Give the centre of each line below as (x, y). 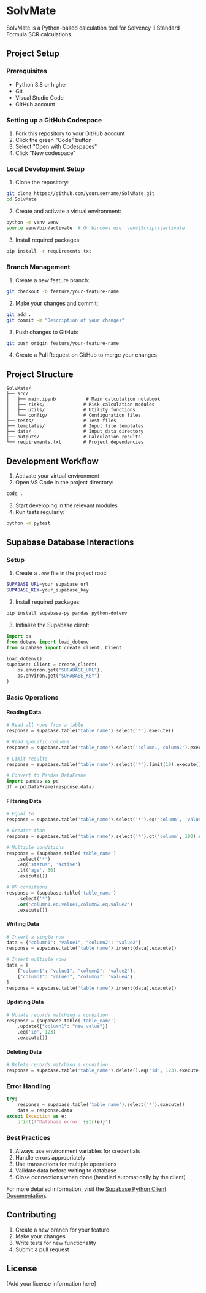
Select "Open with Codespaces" (56, 146)
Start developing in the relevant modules (66, 505)
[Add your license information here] (51, 1283)
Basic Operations (32, 697)
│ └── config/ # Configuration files (74, 416)
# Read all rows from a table (45, 725)
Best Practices (29, 1137)
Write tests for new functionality (55, 1243)
